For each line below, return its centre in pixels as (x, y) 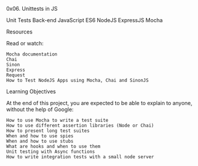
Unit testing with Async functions (51, 152)
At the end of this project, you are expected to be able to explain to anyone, (99, 103)
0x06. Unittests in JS (32, 9)
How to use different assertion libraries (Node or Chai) (80, 125)
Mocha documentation (32, 54)
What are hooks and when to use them (53, 146)
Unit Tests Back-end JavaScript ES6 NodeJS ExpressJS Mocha (85, 20)
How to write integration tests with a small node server (80, 157)
